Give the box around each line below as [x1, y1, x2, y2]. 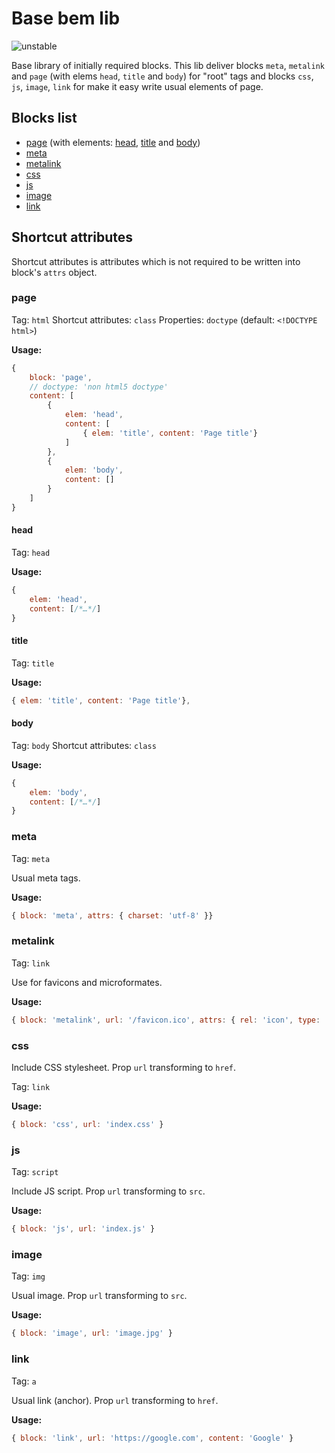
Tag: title [11, 657, 55, 669]
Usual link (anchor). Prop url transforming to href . [11, 1394, 219, 1406]
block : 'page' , [29, 372, 93, 382]
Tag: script [11, 1166, 59, 1178]
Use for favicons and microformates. [11, 976, 163, 988]
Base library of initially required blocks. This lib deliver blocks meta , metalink [11, 59, 325, 71]
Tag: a [11, 1375, 37, 1387]
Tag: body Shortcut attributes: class [11, 739, 157, 751]
